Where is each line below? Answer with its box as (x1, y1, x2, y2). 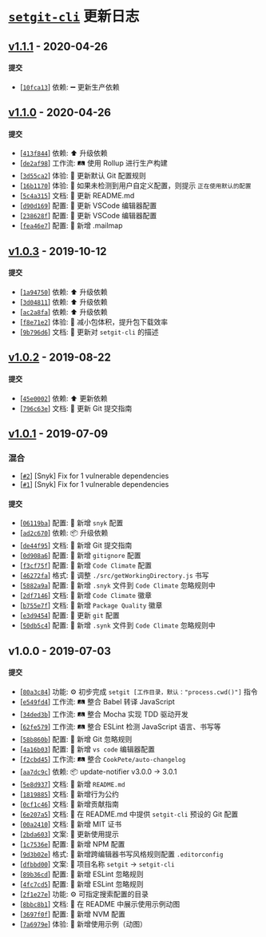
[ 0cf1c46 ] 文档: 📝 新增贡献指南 (19, 799, 120, 809)
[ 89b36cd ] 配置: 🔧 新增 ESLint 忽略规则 (19, 869, 144, 879)
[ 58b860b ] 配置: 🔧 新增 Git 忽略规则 (19, 735, 133, 744)
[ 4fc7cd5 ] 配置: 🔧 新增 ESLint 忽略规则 (19, 879, 144, 889)
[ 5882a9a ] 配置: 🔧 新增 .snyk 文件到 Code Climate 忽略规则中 (19, 580, 216, 590)
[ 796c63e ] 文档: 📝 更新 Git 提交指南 (19, 403, 133, 413)
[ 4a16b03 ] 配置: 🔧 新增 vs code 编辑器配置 (19, 744, 156, 754)
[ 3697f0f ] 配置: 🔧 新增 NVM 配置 (19, 909, 125, 919)
